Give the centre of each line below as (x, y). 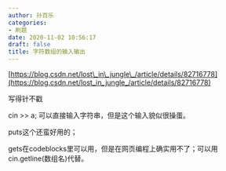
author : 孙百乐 (31, 15)
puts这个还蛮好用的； (43, 132)
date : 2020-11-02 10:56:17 (52, 37)
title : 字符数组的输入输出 (47, 52)
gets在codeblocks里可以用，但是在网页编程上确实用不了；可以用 (113, 149)
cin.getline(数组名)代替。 (48, 158)
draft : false (29, 45)
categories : (27, 23)
